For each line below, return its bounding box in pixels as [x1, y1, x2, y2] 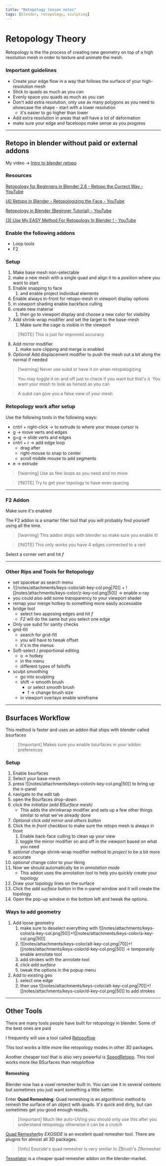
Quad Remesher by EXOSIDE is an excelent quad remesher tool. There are [5, 1131, 155, 1137]
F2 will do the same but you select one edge [20, 616, 110, 622]
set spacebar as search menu [12, 579, 73, 585]
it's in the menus [20, 642, 54, 648]
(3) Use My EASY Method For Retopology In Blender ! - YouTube [5, 217, 136, 223]
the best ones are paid [5, 1025, 51, 1031]
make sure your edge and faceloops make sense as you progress [12, 120, 146, 126]
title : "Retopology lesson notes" [5, 7, 77, 12]
